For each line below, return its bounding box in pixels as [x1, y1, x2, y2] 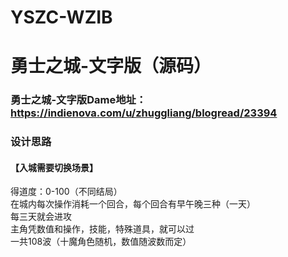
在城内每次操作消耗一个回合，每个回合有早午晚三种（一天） [10, 198, 256, 210]
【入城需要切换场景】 [10, 161, 98, 173]
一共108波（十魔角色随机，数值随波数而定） [10, 236, 192, 248]
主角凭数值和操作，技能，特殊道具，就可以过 [10, 223, 195, 235]
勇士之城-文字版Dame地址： [10, 93, 147, 107]
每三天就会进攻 [10, 211, 72, 223]
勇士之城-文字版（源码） [10, 55, 212, 78]
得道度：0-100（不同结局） [10, 186, 123, 198]
